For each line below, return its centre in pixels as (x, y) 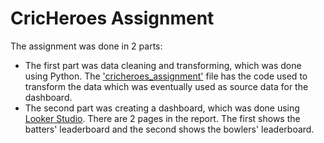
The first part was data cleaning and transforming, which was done (163, 65)
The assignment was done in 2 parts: (86, 46)
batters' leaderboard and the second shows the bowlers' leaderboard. (169, 129)
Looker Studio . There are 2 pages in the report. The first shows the (162, 118)
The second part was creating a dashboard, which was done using (162, 108)
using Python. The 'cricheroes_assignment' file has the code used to (166, 76)
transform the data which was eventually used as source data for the (166, 86)
